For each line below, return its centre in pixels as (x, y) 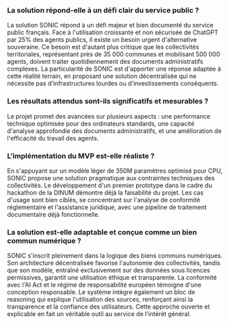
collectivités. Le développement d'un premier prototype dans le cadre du (110, 185)
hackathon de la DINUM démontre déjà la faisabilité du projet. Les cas (105, 192)
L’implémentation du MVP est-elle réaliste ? (81, 156)
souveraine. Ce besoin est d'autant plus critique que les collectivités (103, 47)
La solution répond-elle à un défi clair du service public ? (103, 10)
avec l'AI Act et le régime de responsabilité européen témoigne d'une (104, 285)
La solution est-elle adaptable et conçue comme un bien (102, 232)
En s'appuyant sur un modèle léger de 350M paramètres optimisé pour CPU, (115, 171)
